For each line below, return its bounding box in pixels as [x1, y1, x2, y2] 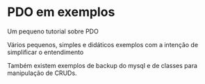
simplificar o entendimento [7, 48, 84, 56]
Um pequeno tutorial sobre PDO [7, 27, 99, 35]
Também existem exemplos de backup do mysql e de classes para [7, 61, 198, 69]
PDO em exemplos [7, 4, 115, 20]
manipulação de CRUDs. [7, 69, 78, 77]
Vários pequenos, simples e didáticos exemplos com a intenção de [7, 40, 199, 49]
